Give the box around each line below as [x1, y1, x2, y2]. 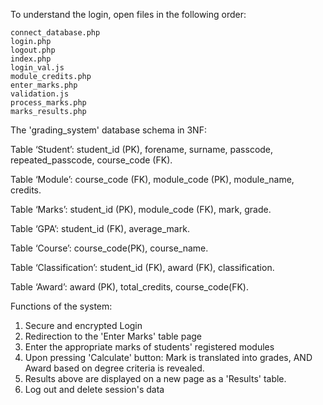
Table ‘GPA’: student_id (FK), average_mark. [10, 223, 190, 234]
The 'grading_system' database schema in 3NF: [10, 124, 207, 136]
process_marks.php [10, 98, 87, 108]
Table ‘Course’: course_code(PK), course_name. [10, 242, 209, 254]
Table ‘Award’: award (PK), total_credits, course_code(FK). [10, 281, 249, 293]
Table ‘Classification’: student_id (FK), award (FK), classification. [10, 262, 275, 273]
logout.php [10, 45, 56, 55]
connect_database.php [10, 28, 101, 38]
